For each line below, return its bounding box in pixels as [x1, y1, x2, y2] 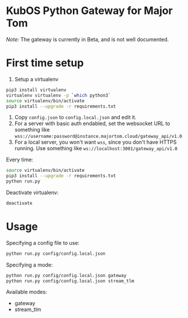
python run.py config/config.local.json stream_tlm [6, 278, 134, 284]
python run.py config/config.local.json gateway [6, 272, 127, 278]
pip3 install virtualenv [6, 87, 67, 93]
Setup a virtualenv [14, 75, 59, 82]
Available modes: [6, 288, 47, 296]
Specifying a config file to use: [6, 239, 80, 246]
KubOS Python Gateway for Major [6, 4, 173, 18]
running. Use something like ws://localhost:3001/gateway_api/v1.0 [14, 145, 178, 152]
